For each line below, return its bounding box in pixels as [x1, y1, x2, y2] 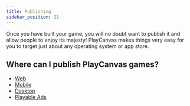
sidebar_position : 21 [6, 14, 60, 20]
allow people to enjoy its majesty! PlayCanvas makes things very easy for [6, 36, 185, 43]
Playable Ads [14, 94, 47, 101]
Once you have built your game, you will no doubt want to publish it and [6, 30, 181, 37]
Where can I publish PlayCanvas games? [6, 59, 159, 69]
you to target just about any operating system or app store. [6, 42, 149, 50]
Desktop [14, 87, 35, 94]
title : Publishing [6, 8, 51, 15]
